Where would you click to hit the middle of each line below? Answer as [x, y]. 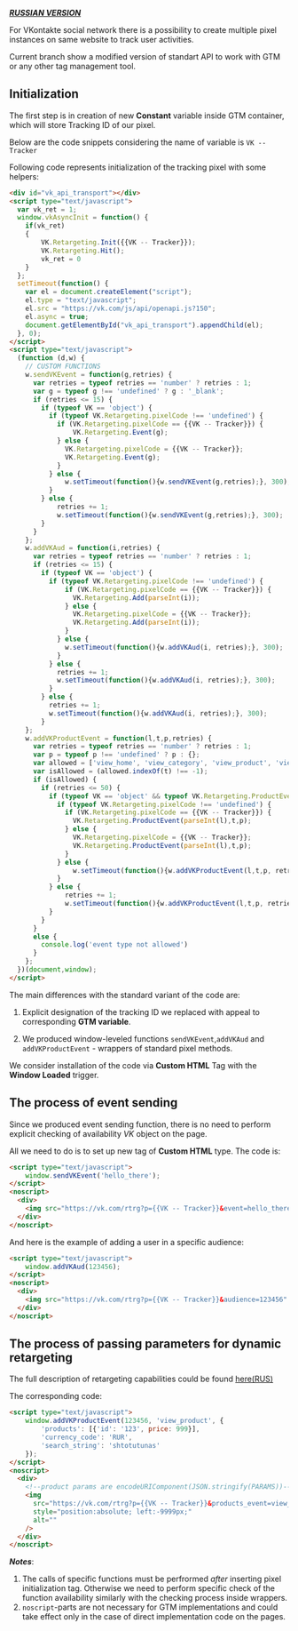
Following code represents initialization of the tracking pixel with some [137, 167]
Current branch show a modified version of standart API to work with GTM [145, 56]
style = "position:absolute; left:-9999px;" [112, 1511]
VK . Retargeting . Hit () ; [83, 251]
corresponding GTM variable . [76, 1021]
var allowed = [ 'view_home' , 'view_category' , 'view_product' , [152, 764]
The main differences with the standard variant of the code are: [125, 995]
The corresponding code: [56, 1396]
